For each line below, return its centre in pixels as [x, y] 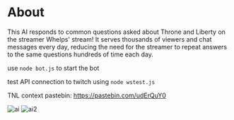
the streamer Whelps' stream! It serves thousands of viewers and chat [110, 39]
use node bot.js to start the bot [53, 68]
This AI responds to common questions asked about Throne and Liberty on [117, 32]
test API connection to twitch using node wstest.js [81, 81]
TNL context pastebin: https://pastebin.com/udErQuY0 [87, 95]
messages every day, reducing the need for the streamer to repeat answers [117, 47]
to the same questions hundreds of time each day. [80, 54]
